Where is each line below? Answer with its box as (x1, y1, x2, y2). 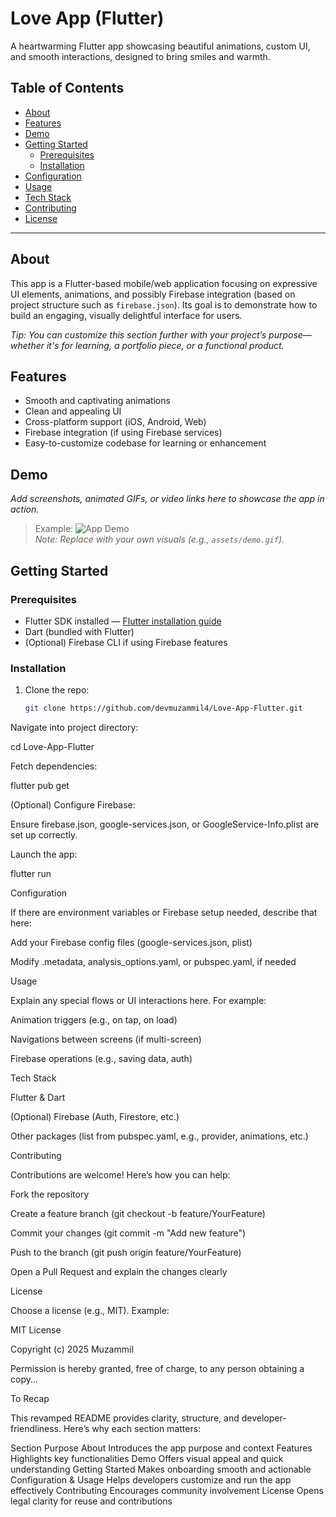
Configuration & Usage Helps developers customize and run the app (10, 1474, 292, 1486)
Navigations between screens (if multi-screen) (10, 1033, 202, 1046)
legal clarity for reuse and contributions (10, 1495, 173, 1507)
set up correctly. (10, 829, 78, 841)
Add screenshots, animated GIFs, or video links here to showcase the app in (10, 493, 325, 505)
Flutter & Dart (10, 1092, 66, 1104)
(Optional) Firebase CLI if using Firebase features (24, 636, 228, 648)
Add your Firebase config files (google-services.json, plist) (10, 937, 253, 949)
